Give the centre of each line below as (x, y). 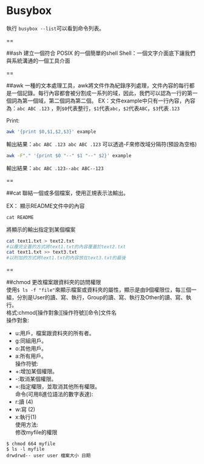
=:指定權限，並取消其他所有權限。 (58, 387)
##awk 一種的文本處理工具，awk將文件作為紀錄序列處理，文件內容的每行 (98, 85)
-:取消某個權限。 (36, 379)
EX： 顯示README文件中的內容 (46, 205)
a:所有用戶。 (31, 356)
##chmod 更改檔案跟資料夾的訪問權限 (54, 282)
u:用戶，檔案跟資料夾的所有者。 (55, 334)
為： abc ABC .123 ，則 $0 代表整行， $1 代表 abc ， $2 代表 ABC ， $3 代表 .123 (93, 108)
